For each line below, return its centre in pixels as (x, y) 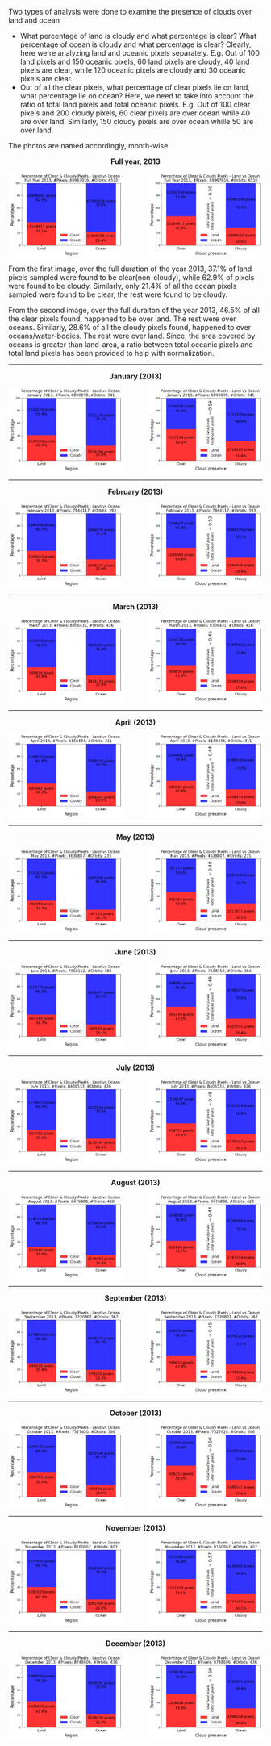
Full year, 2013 (135, 161)
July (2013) (135, 1067)
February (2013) (135, 491)
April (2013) (135, 722)
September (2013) (135, 1297)
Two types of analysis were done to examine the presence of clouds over (130, 12)
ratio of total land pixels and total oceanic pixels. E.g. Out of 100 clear (135, 104)
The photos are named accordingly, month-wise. (90, 146)
